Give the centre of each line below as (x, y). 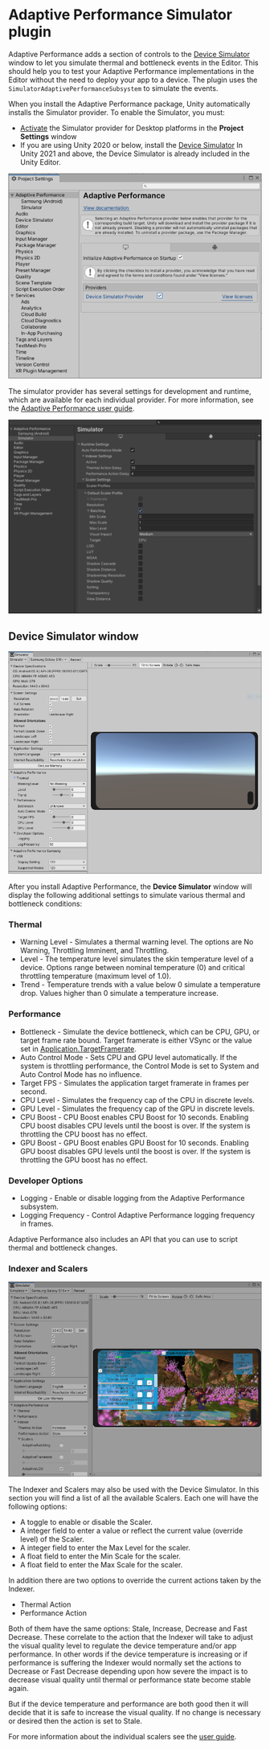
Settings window (48, 136)
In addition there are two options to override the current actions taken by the (135, 1580)
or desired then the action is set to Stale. (76, 1721)
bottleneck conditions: (45, 904)
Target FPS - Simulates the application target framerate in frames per (134, 1083)
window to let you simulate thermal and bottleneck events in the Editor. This (133, 63)
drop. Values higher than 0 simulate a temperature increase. (119, 993)
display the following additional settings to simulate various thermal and (127, 895)
